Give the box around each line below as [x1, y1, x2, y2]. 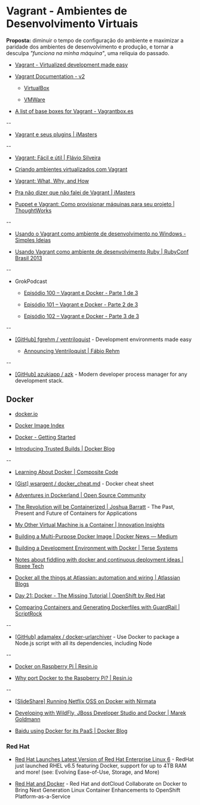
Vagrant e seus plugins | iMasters [14, 131, 97, 138]
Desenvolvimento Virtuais [6, 17, 139, 31]
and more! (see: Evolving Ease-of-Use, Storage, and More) [14, 768, 160, 776]
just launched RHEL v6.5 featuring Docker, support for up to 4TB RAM [14, 762, 187, 770]
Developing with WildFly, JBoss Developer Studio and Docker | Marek [14, 709, 186, 716]
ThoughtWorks [14, 207, 52, 214]
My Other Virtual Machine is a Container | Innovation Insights [14, 521, 165, 528]
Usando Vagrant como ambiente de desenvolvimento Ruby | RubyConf [14, 248, 189, 255]
